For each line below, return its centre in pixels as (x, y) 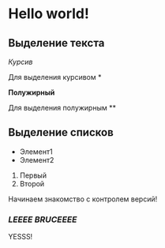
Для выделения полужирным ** (62, 108)
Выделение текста (56, 43)
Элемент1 (36, 152)
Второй (32, 183)
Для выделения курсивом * (55, 77)
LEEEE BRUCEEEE (43, 220)
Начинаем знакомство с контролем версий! (83, 199)
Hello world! (49, 14)
